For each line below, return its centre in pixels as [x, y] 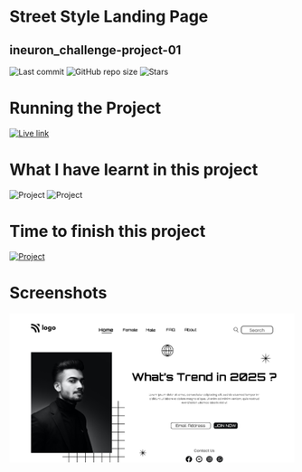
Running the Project [85, 108]
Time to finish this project [108, 231]
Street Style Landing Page [109, 17]
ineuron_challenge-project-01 [95, 50]
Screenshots [58, 293]
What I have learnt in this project [134, 170]
